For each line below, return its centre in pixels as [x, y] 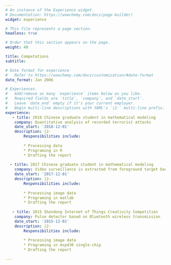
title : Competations [27, 56]
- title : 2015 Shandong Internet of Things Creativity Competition [85, 212]
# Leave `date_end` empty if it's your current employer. [70, 103]
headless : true [21, 34]
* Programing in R [43, 151]
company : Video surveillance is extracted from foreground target [86, 169]
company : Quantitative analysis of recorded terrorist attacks [83, 122]
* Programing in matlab [49, 198]
